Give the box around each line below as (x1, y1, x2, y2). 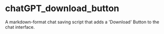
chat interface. (5, 24, 35, 30)
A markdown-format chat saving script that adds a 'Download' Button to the (5, 19, 160, 25)
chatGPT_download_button (5, 3, 120, 14)
